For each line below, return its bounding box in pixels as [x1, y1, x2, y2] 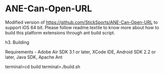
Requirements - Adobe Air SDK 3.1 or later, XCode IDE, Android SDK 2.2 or [5, 49, 156, 55]
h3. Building [5, 39, 30, 45]
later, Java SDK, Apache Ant [5, 54, 63, 60]
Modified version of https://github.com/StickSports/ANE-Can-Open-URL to [5, 19, 158, 25]
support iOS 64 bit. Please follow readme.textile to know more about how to [5, 24, 160, 30]
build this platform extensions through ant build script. [5, 30, 115, 36]
